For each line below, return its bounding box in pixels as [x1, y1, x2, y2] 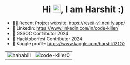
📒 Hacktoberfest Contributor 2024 [12, 36, 83, 42]
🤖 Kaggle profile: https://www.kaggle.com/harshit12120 [12, 41, 125, 46]
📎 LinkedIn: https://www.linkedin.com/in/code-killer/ [12, 25, 119, 31]
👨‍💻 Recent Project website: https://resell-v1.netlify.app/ [12, 20, 125, 26]
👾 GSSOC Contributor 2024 [12, 30, 69, 36]
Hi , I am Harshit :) [42, 4, 125, 15]
